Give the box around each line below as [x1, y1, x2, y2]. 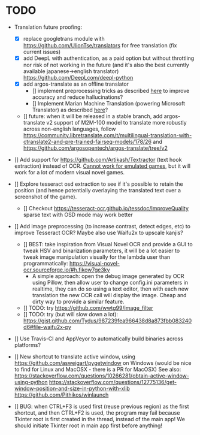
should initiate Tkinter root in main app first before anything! [14, 422, 163, 429]
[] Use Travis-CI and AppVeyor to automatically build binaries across [14, 335, 183, 342]
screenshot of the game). [14, 193, 77, 201]
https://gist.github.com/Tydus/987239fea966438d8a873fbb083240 [23, 317, 192, 324]
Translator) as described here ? [32, 106, 108, 114]
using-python [14, 379, 49, 386]
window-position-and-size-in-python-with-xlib [14, 385, 130, 392]
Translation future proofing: [14, 23, 82, 31]
